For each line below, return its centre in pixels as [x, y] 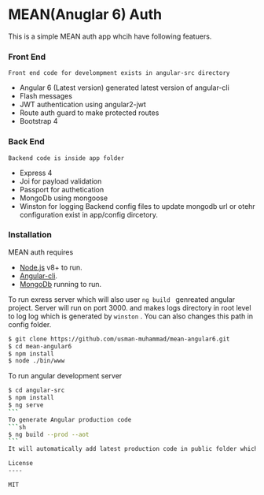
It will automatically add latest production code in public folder [123, 449]
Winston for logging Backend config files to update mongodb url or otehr [137, 206]
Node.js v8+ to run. [51, 267]
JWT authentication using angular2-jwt [83, 105]
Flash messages [46, 96]
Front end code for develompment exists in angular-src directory [119, 73]
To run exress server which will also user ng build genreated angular [122, 299]
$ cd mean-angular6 [40, 346]
